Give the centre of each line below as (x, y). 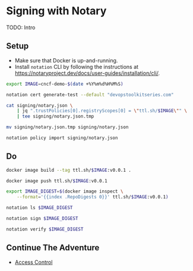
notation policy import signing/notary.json (62, 138)
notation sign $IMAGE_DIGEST (42, 219)
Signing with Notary (56, 11)
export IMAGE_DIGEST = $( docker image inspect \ (65, 191)
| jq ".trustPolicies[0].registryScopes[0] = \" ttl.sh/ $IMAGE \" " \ (102, 111)
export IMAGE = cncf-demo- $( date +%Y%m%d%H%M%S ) (65, 84)
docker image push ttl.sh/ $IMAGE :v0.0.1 (57, 181)
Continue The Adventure (53, 248)
